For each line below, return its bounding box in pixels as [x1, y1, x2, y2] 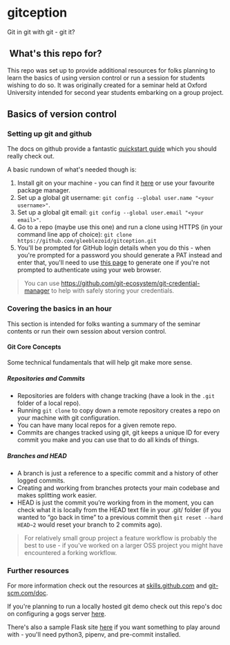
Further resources [7, 565, 69, 575]
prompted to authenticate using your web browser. [17, 266, 162, 274]
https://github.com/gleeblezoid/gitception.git [17, 237, 157, 245]
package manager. [17, 186, 71, 194]
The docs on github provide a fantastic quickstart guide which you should [7, 145, 217, 153]
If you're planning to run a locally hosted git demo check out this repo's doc [7, 602, 223, 610]
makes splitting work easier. [17, 491, 97, 499]
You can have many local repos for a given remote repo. [17, 421, 177, 429]
